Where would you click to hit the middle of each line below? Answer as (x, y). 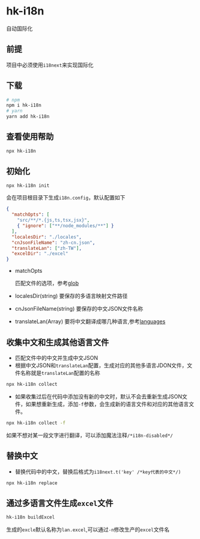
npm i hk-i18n (24, 105)
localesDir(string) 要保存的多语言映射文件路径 (71, 296)
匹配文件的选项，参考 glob (47, 283)
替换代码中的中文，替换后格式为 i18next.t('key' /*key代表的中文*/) (98, 471)
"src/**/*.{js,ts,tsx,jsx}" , (53, 221)
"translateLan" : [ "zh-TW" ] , (47, 248)
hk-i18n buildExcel (31, 517)
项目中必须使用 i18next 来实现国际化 (50, 65)
